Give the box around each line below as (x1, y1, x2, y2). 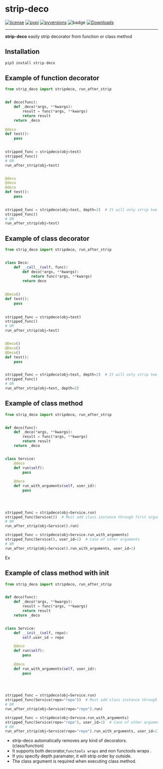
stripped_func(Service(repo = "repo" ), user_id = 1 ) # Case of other (5, 720, 142, 725)
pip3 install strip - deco (5, 60, 55, 65)
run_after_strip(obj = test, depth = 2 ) (5, 386, 79, 391)
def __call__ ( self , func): (14, 265, 68, 269)
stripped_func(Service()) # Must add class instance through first (5, 515, 147, 519)
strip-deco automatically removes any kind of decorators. (12, 738, 127, 744)
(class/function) (12, 743, 44, 749)
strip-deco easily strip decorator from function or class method (5, 33, 132, 39)
